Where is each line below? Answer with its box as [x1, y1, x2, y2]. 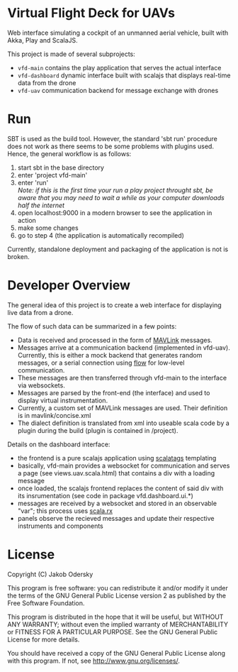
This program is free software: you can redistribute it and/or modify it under [7, 583, 228, 592]
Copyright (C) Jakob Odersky [7, 570, 93, 578]
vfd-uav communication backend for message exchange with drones [17, 86, 219, 94]
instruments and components [17, 522, 104, 530]
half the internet [17, 201, 65, 209]
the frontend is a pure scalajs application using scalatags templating [17, 453, 217, 462]
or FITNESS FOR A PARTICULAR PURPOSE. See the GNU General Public [7, 627, 218, 636]
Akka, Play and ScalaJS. [7, 35, 78, 44]
